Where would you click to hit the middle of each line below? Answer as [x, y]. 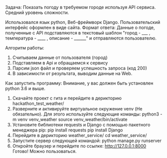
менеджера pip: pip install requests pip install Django [68, 130]
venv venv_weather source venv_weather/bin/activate [72, 119]
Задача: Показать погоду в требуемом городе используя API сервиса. [81, 7]
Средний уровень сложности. [37, 12]
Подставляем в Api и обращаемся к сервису [60, 63]
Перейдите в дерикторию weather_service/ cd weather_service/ [80, 135]
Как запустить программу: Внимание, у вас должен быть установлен [79, 83]
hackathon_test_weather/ [38, 103]
